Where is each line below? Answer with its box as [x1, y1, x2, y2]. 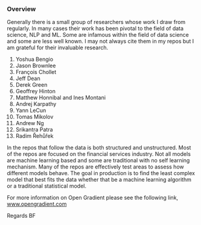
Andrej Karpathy [15, 100, 57, 108]
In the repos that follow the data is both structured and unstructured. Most [7, 144, 191, 152]
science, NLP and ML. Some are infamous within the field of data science [7, 31, 190, 39]
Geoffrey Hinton [15, 88, 56, 95]
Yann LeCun [15, 107, 46, 114]
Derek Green [15, 81, 48, 88]
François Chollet [15, 69, 57, 76]
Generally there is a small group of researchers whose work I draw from [7, 19, 186, 26]
